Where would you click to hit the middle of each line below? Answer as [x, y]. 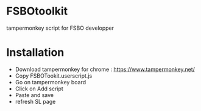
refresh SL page [35, 101]
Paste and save [34, 95]
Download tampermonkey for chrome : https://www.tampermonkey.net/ [105, 69]
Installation [35, 52]
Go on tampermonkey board [51, 82]
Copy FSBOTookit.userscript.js [54, 76]
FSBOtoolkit [37, 11]
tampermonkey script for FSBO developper [60, 28]
